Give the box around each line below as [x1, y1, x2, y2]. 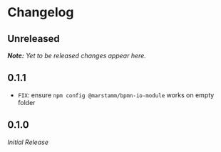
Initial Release [7, 138, 48, 146]
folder [17, 98, 36, 107]
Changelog [7, 4, 74, 21]
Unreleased [7, 33, 61, 45]
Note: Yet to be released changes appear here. [7, 51, 146, 60]
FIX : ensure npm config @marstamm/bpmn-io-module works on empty [17, 90, 215, 99]
